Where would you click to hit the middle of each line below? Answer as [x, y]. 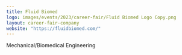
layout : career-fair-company [43, 23]
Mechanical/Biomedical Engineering [51, 45]
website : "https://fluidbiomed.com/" [54, 28]
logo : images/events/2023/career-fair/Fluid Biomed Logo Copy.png [91, 17]
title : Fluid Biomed [32, 12]
